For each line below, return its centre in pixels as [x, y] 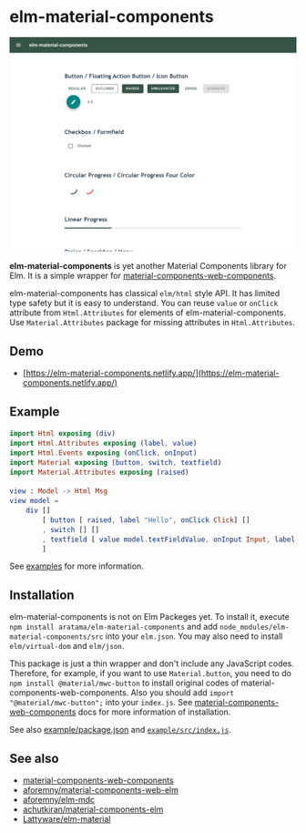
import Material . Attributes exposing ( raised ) [99, 472]
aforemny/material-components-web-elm [101, 790]
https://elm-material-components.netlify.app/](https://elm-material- [153, 373]
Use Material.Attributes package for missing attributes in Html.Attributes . [153, 323]
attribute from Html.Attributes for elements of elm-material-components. [148, 313]
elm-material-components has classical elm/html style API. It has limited [145, 293]
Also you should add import [183, 693]
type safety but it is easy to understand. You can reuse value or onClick [144, 303]
